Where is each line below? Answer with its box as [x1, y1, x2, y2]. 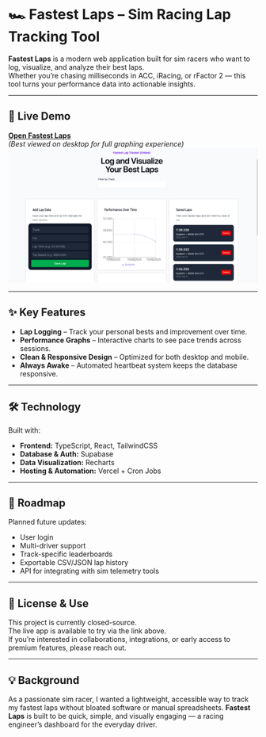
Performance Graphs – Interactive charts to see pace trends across [19, 335, 241, 345]
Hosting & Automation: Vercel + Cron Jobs [19, 466, 161, 475]
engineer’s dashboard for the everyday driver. [8, 720, 158, 729]
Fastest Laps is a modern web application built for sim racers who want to [8, 54, 251, 63]
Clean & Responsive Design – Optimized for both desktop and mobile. [19, 352, 249, 361]
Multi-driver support [19, 541, 86, 551]
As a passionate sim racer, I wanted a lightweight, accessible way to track [8, 694, 249, 704]
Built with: [8, 425, 41, 435]
